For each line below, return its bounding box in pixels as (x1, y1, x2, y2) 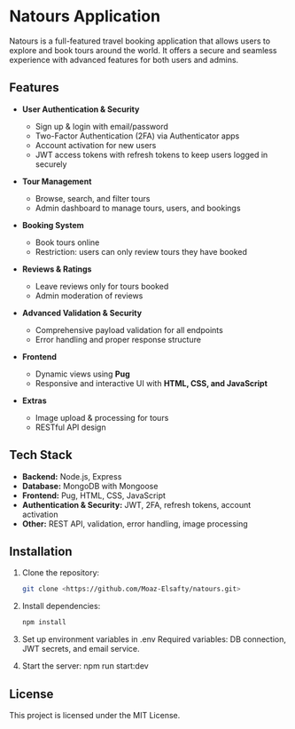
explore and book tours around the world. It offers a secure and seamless (9, 44, 277, 55)
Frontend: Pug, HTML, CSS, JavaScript (21, 490, 167, 501)
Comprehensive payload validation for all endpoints (35, 324, 223, 335)
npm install (21, 618, 66, 627)
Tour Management (21, 176, 92, 186)
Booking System (21, 219, 84, 230)
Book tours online (35, 237, 100, 248)
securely (35, 158, 67, 170)
